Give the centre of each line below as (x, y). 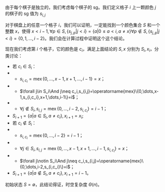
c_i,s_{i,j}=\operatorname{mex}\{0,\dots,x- (115, 92)
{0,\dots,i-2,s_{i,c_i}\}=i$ (45, 167)
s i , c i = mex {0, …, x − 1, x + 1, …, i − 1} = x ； (62, 80)
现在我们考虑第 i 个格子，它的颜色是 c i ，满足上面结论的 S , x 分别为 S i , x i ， (80, 49)
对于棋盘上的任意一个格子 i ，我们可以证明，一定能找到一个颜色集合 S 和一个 (83, 25)
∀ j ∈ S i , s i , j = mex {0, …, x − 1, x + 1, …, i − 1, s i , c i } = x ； (74, 149)
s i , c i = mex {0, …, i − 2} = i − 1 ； (52, 136)
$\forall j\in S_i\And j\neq (45, 92)
